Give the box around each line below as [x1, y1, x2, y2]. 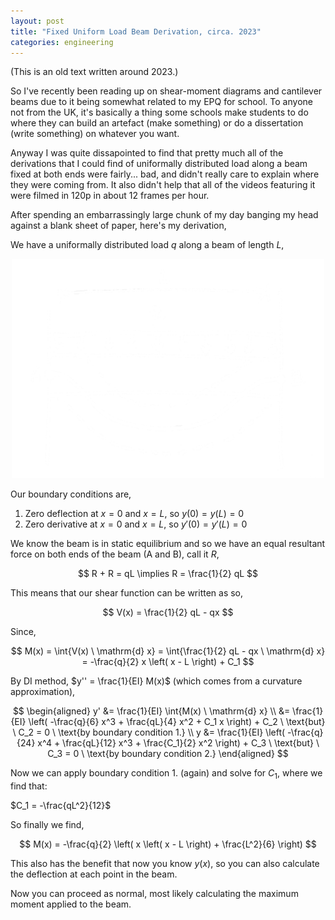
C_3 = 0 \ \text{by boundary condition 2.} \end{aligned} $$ [47, 747, 289, 759]
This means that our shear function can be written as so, [10, 586, 244, 599]
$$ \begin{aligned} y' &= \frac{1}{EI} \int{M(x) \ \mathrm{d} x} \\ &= [12, 705, 291, 717]
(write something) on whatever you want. [10, 128, 180, 140]
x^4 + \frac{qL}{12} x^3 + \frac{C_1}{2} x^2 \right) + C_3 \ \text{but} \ [37, 736, 320, 749]
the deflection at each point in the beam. [10, 868, 178, 880]
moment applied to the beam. [10, 898, 132, 910]
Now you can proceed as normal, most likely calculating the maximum [10, 887, 299, 899]
